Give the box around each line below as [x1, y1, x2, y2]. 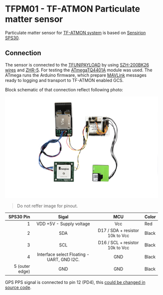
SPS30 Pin [8, 213, 31, 219]
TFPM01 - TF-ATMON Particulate [5, 3, 140, 15]
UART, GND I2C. [47, 256, 80, 262]
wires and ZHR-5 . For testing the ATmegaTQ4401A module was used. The [5, 67, 153, 73]
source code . [5, 284, 32, 290]
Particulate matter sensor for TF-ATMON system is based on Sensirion [5, 30, 146, 35]
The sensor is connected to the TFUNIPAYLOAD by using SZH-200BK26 [5, 62, 149, 67]
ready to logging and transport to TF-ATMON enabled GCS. [5, 77, 124, 83]
